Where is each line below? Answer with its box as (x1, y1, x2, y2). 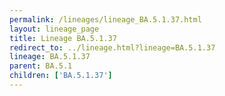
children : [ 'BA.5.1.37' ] (9, 71, 113, 81)
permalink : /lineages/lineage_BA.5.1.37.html (9, 14, 202, 25)
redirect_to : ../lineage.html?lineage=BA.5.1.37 (9, 42, 216, 53)
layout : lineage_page (9, 24, 100, 34)
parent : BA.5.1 (9, 61, 73, 71)
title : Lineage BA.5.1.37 (9, 33, 117, 43)
